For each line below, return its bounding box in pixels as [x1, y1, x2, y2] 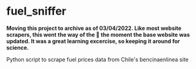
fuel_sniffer [6, 4, 66, 18]
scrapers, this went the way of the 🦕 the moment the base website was [6, 31, 190, 38]
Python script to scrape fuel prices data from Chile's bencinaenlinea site [6, 56, 189, 63]
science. [6, 44, 29, 51]
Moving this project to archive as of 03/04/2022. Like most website [6, 24, 182, 32]
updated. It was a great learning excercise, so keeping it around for [6, 37, 180, 45]
